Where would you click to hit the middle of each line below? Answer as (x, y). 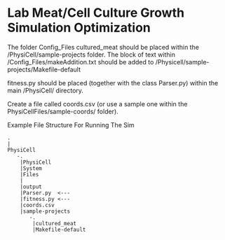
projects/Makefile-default (44, 69)
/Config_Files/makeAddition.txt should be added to (81, 62)
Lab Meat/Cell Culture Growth (96, 13)
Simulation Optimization (79, 28)
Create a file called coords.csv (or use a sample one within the (97, 104)
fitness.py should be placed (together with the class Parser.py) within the (113, 83)
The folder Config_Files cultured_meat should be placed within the (103, 47)
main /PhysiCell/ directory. (46, 90)
